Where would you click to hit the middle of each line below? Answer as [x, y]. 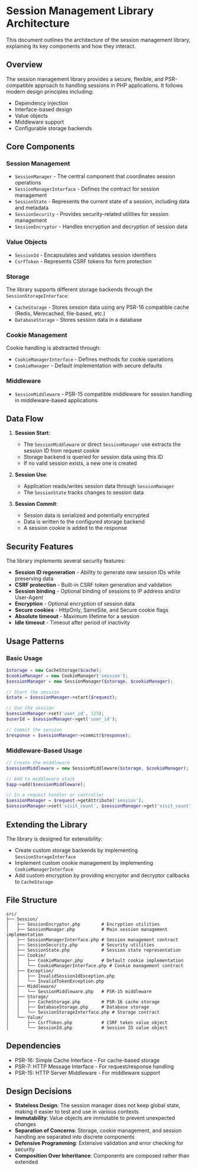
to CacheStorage [34, 881]
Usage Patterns [35, 641]
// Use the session [30, 708]
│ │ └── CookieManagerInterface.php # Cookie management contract [95, 965]
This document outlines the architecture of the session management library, [98, 40]
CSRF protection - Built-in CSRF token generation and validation [93, 585]
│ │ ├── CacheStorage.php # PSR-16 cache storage [83, 1002]
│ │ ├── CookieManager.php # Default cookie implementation [95, 960]
